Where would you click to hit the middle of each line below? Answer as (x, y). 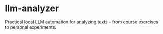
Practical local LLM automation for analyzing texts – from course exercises (82, 22)
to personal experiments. (31, 27)
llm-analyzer (32, 8)
